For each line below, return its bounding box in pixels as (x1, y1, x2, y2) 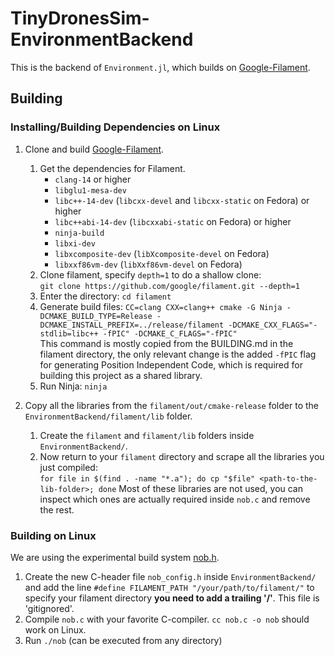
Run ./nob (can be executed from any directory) (24, 634, 223, 646)
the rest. (39, 503, 75, 516)
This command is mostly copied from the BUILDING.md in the (39, 337, 294, 349)
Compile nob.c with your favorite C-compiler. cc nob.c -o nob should (24, 613, 310, 625)
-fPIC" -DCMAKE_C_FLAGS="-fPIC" (102, 328, 238, 339)
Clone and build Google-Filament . (24, 143, 165, 155)
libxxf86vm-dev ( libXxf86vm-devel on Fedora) (54, 258, 243, 270)
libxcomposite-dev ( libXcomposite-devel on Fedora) (54, 247, 270, 259)
